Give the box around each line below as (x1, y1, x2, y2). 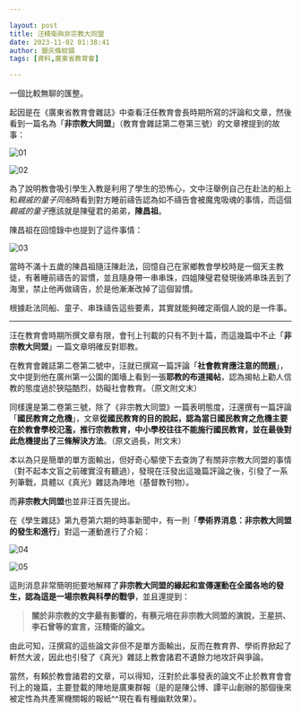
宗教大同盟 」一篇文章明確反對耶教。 (9, 342, 143, 352)
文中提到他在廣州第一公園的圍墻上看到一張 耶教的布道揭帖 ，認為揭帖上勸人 (9, 371, 284, 382)
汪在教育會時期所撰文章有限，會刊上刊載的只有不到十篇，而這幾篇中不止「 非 (9, 330, 292, 341)
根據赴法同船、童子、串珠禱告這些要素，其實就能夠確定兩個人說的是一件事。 (9, 302, 292, 314)
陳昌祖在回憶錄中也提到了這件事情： (9, 225, 143, 236)
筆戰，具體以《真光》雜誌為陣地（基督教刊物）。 (16, 477, 194, 488)
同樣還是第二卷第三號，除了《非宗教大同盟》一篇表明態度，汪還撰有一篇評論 (9, 402, 292, 412)
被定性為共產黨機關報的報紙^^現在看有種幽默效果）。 (9, 693, 202, 704)
